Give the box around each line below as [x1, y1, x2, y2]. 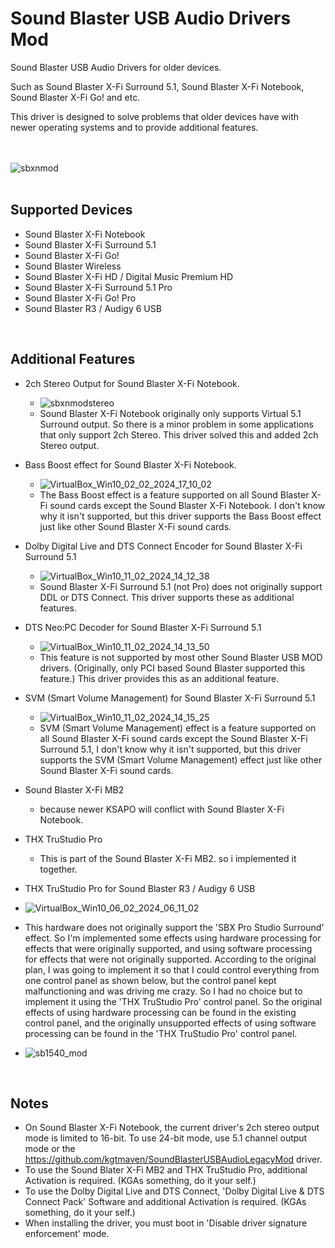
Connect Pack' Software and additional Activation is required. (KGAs [24, 1196, 307, 1208]
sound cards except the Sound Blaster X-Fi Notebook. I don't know [49, 499, 326, 511]
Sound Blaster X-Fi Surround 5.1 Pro [24, 281, 173, 293]
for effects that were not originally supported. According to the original [24, 953, 317, 965]
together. [39, 863, 78, 875]
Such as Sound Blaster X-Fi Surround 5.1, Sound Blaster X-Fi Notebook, [10, 80, 305, 92]
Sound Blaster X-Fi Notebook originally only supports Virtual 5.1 [39, 407, 302, 419]
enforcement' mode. [24, 1228, 110, 1240]
